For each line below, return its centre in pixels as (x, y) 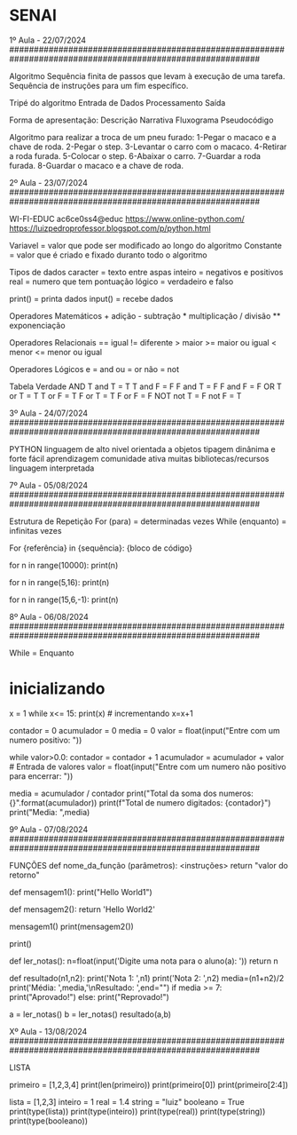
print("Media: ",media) (50, 812)
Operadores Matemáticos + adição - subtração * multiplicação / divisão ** (145, 315)
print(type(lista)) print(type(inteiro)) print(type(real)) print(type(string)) (137, 1111)
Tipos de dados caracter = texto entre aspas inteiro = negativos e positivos (146, 272)
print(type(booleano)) (49, 1121)
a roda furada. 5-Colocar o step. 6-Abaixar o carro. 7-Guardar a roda (135, 155)
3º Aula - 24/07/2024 (49, 413)
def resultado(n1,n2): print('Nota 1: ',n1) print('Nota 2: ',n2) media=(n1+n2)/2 (147, 978)
